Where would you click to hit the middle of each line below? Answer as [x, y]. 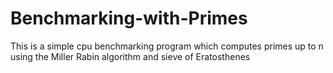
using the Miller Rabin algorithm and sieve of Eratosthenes [130, 56]
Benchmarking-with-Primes [129, 18]
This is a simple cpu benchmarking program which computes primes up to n [167, 46]
